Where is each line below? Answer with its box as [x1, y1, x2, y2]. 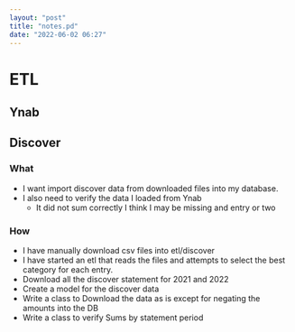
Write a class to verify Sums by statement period [22, 312, 204, 323]
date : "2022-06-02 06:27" [9, 30, 106, 39]
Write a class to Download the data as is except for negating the [22, 292, 261, 303]
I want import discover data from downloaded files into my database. [22, 182, 279, 194]
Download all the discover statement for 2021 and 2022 [22, 273, 229, 284]
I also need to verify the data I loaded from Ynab [22, 192, 202, 203]
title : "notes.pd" [9, 22, 78, 31]
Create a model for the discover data [22, 283, 160, 294]
